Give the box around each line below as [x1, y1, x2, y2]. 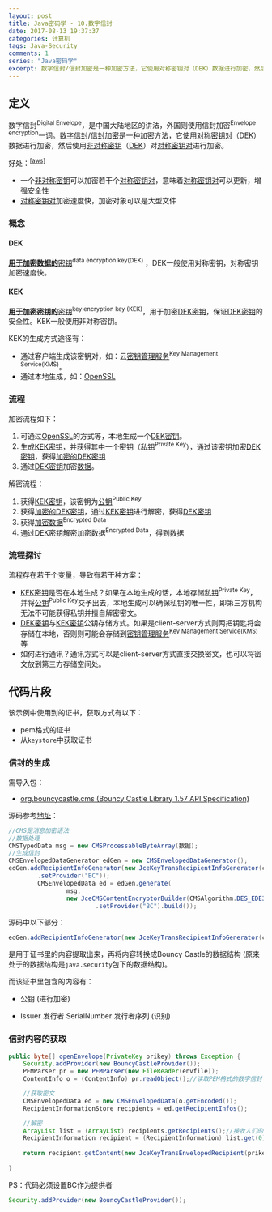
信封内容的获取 [8, 1034, 67, 1045]
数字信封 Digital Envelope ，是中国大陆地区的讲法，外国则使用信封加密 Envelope [8, 118, 257, 130]
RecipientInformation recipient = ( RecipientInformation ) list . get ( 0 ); [23, 1134, 270, 1142]
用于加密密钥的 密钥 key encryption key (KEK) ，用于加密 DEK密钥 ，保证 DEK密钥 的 [8, 305, 263, 316]
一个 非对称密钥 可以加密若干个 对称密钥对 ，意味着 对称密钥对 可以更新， [19, 175, 255, 185]
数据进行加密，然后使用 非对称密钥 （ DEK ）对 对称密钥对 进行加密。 [8, 140, 228, 150]
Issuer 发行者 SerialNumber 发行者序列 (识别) [19, 1011, 172, 1021]
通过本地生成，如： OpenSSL [19, 372, 116, 382]
